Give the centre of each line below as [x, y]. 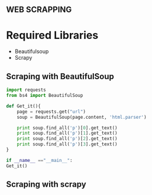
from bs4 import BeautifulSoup [45, 96]
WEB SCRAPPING [39, 10]
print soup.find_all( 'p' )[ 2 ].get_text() [67, 139]
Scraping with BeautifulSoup [60, 76]
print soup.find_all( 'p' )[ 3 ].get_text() [67, 144]
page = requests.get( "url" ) [51, 112]
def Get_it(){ [24, 106]
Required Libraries [52, 35]
